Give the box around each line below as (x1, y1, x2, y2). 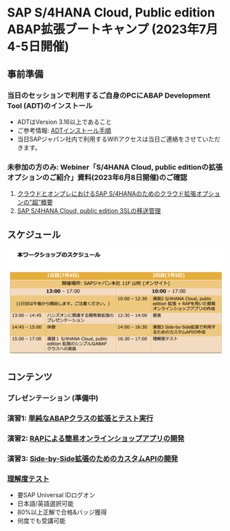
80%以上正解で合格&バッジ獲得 (16, 508, 108, 517)
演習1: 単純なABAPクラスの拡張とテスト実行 (7, 414, 154, 423)
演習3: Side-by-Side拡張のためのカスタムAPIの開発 (7, 454, 179, 464)
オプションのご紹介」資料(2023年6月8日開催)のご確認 (7, 172, 187, 182)
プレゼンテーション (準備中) (7, 394, 99, 403)
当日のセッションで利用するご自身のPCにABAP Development (7, 91, 211, 100)
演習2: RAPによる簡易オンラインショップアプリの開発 (7, 434, 185, 444)
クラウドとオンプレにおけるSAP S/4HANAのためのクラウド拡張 (16, 190, 197, 198)
